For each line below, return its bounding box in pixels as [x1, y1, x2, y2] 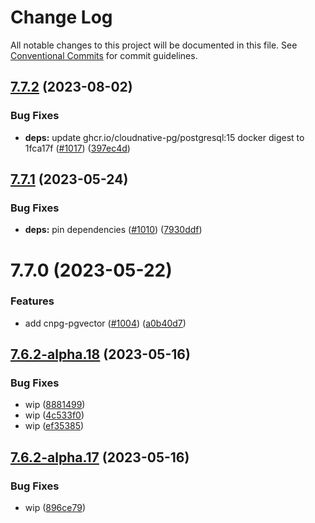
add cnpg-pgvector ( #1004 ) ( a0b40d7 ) [24, 317, 187, 329]
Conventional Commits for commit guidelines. [10, 49, 198, 61]
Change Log [10, 6, 113, 29]
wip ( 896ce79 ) [24, 502, 87, 514]
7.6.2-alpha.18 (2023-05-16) [10, 346, 191, 363]
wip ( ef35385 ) [24, 420, 85, 432]
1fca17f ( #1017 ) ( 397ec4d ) [24, 142, 131, 154]
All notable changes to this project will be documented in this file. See [10, 39, 298, 51]
